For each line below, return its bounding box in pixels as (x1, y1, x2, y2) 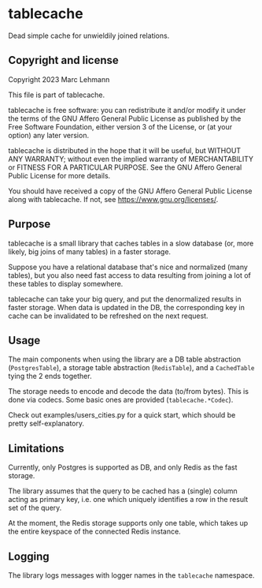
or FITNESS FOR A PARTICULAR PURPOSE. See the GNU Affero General (8, 163, 242, 172)
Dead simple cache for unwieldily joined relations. (8, 31, 170, 40)
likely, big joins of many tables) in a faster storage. (8, 246, 172, 257)
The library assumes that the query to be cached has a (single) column (8, 486, 238, 496)
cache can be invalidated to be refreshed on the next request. (8, 311, 208, 320)
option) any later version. (8, 130, 89, 140)
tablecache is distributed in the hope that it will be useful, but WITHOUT (8, 145, 242, 155)
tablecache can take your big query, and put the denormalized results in (8, 294, 242, 304)
